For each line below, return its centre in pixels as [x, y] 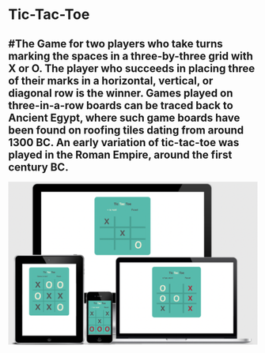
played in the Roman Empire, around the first [120, 154]
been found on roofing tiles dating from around [126, 130]
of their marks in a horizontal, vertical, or [111, 81]
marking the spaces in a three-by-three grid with [131, 56]
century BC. [38, 167]
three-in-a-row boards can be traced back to [121, 105]
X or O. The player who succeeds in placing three [132, 68]
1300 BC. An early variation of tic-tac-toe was [124, 143]
